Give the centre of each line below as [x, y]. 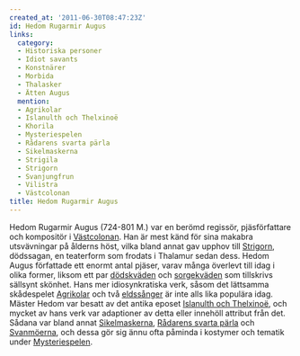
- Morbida [35, 76]
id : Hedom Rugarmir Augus [57, 26]
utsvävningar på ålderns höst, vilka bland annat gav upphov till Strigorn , [142, 246]
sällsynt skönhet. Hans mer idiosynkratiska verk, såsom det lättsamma [139, 284]
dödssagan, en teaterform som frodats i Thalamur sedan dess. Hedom [139, 255]
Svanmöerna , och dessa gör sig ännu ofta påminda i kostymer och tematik [147, 332]
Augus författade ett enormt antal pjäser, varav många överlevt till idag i [142, 265]
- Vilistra [38, 185]
